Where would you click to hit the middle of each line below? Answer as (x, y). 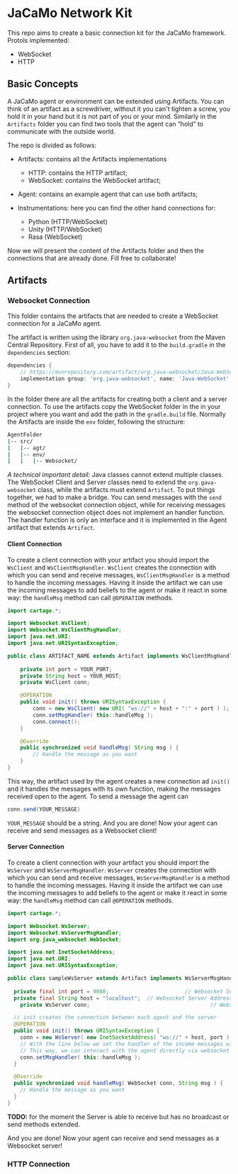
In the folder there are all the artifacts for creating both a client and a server (118, 399)
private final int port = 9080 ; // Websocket (118, 991)
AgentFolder (25, 434)
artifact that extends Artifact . (51, 528)
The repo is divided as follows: (52, 145)
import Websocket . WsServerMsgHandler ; (64, 933)
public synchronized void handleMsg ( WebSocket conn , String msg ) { (118, 1083)
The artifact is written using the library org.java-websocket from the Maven (116, 337)
